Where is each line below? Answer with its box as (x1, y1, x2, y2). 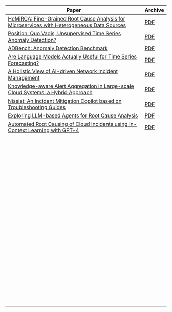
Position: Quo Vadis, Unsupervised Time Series (8, 30, 121, 37)
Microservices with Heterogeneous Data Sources (8, 22, 126, 29)
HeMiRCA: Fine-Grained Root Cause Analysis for (8, 15, 125, 22)
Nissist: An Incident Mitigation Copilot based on (8, 98, 122, 104)
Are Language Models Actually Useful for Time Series (8, 53, 137, 60)
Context (8, 127, 27, 134)
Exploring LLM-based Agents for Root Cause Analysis (8, 112, 138, 119)
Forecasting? (8, 60, 39, 66)
